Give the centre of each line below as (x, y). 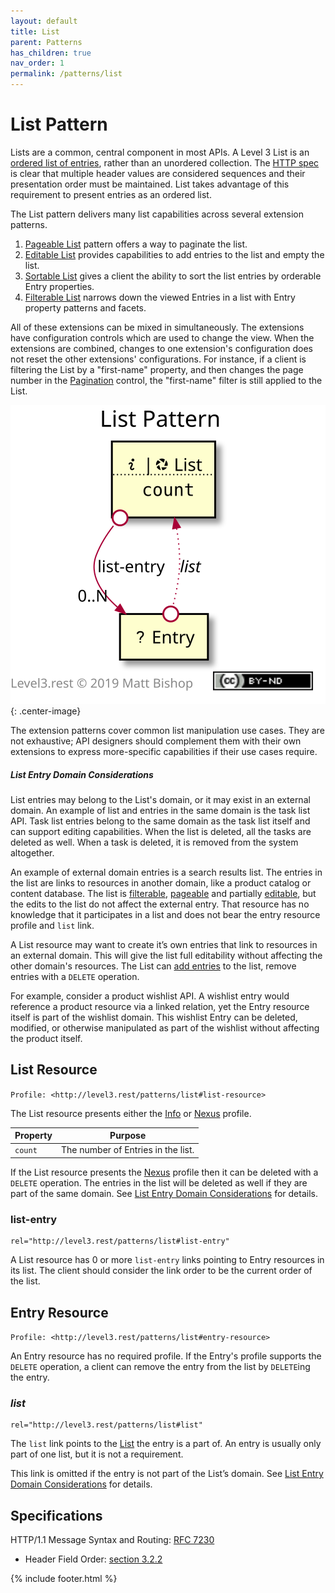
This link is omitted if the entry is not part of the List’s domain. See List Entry (167, 1474)
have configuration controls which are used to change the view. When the (162, 337)
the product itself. (46, 1038)
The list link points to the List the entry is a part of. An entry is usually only (166, 1444)
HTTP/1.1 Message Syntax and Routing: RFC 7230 (112, 1540)
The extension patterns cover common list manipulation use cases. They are (167, 730)
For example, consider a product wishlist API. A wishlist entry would (150, 996)
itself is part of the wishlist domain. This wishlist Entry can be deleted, (154, 1017)
